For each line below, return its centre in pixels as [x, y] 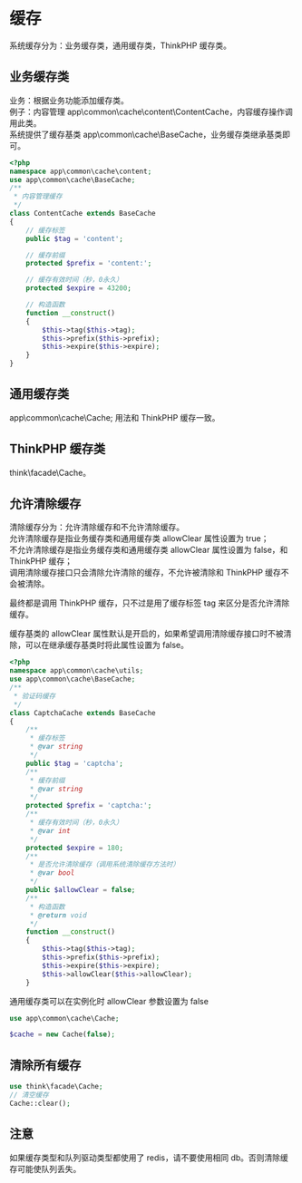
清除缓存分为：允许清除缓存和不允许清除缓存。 [97, 528]
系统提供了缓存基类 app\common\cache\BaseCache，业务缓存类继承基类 [146, 134]
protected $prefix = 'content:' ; [89, 264]
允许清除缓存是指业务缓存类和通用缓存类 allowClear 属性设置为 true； [139, 538]
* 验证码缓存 [34, 696]
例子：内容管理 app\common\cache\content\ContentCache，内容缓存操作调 [151, 112]
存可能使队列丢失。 [45, 1168]
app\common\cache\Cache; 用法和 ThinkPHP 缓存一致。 [115, 417]
